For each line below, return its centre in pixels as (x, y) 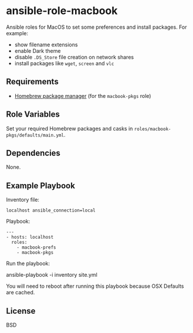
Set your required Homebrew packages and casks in (70, 128)
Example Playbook (40, 186)
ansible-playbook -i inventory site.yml (52, 275)
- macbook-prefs (37, 247)
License (21, 311)
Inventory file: (23, 200)
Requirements (32, 82)
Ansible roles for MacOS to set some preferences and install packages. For (97, 27)
